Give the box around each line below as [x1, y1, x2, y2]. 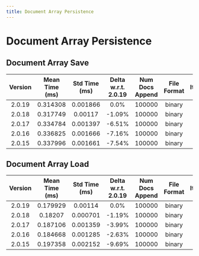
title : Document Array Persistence [6, 8, 94, 15]
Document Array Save [6, 58, 89, 68]
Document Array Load [6, 159, 89, 169]
